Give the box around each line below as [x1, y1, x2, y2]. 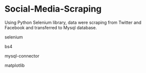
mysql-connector [4, 53, 40, 59]
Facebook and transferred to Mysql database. [4, 24, 97, 30]
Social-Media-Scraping [4, 3, 102, 15]
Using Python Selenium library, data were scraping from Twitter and [4, 19, 142, 25]
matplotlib [4, 62, 25, 68]
